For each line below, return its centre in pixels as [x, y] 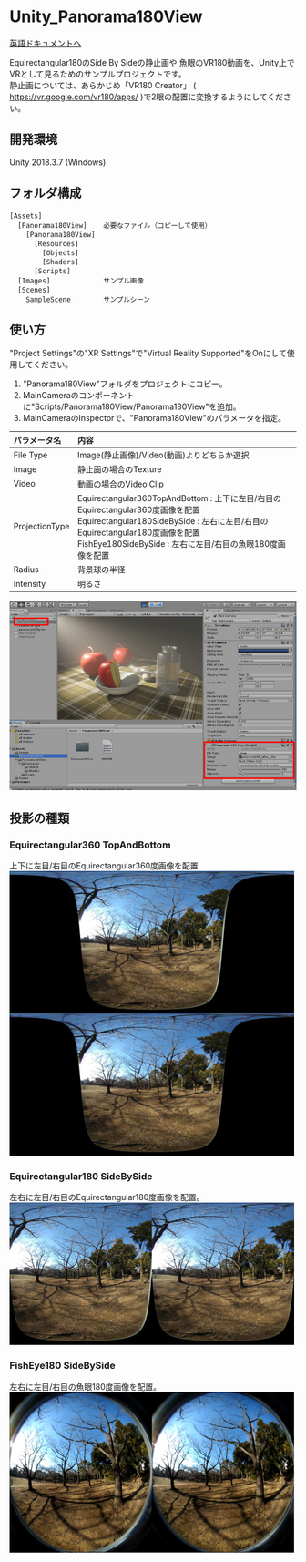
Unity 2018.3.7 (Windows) [58, 162]
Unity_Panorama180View [106, 17]
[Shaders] [61, 262]
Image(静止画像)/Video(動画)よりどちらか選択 [163, 455]
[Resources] [56, 243]
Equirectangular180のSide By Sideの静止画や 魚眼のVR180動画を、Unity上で [152, 62]
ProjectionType [41, 527]
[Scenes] [34, 290]
